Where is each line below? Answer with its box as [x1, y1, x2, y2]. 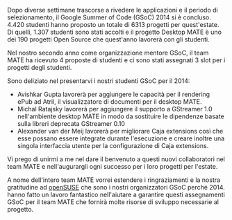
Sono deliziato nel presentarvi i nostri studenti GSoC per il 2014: [7, 77, 190, 85]
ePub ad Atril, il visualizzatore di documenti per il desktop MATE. [17, 98, 202, 106]
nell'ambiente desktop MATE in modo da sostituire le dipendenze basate [17, 112, 224, 120]
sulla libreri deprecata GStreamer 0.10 [17, 120, 125, 127]
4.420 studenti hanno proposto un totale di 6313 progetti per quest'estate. [7, 21, 219, 28]
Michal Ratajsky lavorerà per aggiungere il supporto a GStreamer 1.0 [17, 105, 213, 113]
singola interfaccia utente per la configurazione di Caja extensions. [17, 142, 209, 149]
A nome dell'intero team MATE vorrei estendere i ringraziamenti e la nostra [7, 176, 221, 184]
